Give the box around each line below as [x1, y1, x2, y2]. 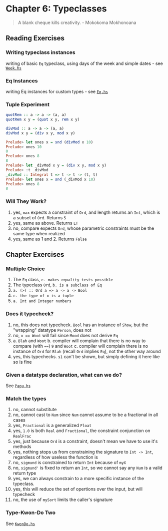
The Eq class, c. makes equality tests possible [12, 277, 113, 283]
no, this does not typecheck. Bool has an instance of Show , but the [12, 322, 148, 328]
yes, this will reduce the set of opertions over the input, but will [12, 486, 143, 492]
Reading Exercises [5, 34, 64, 42]
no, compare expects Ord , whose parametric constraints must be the [12, 225, 154, 231]
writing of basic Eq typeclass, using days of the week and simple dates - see [5, 60, 163, 66]
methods [12, 444, 31, 450]
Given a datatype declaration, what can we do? [5, 371, 122, 378]
